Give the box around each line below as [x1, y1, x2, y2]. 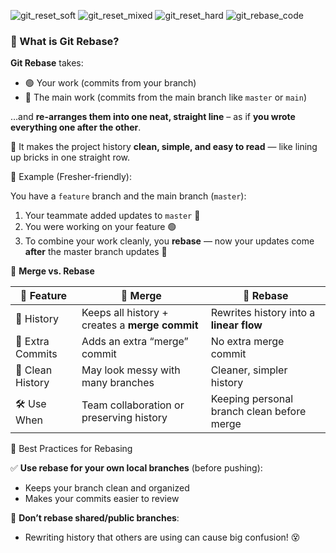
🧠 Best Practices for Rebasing [10, 443, 133, 455]
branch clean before [210, 405, 307, 419]
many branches [81, 376, 155, 390]
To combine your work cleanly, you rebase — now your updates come [24, 235, 315, 247]
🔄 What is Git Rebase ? [10, 34, 120, 48]
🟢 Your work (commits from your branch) [24, 77, 197, 89]
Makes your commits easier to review [24, 493, 180, 505]
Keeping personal [210, 392, 294, 406]
